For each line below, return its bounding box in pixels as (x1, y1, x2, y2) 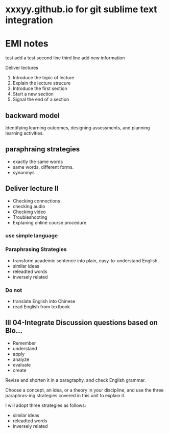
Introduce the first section (12, 85, 67, 92)
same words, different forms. (12, 164, 74, 170)
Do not (5, 286, 22, 293)
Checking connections (12, 198, 60, 204)
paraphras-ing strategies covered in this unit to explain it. (5, 392, 126, 398)
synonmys (12, 169, 35, 175)
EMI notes (5, 38, 49, 50)
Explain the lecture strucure (12, 80, 71, 86)
